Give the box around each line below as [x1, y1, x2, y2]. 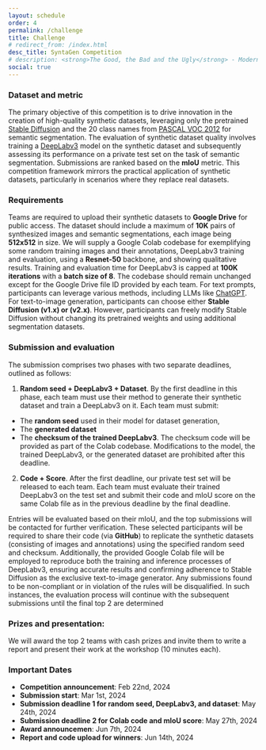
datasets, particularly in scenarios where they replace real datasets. [8, 175, 230, 185]
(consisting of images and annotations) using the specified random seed [8, 539, 245, 549]
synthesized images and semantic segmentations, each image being [8, 229, 232, 239]
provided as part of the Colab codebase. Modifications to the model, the [19, 441, 256, 450]
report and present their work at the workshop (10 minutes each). [8, 644, 222, 654]
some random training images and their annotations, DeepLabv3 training [8, 247, 245, 256]
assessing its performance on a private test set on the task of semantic [8, 150, 240, 159]
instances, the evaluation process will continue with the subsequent [8, 590, 230, 599]
